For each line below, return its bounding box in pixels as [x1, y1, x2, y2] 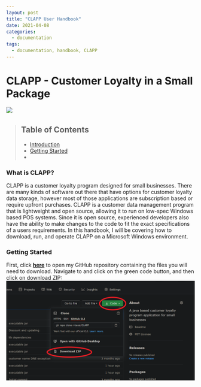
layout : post [6, 10, 39, 16]
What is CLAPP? [6, 168, 54, 177]
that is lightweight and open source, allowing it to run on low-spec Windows [6, 207, 193, 214]
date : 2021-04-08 [6, 22, 50, 28]
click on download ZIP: [6, 274, 63, 282]
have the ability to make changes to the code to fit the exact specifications [6, 220, 190, 227]
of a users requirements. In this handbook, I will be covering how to [6, 226, 172, 234]
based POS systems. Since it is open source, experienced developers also [6, 213, 190, 221]
